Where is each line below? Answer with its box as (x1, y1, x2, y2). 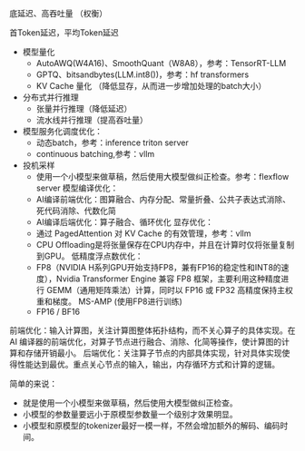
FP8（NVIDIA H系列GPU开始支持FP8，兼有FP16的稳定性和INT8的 (35, 262, 281, 272)
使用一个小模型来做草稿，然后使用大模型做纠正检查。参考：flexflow (35, 172, 290, 181)
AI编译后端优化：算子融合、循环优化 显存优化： (35, 217, 213, 227)
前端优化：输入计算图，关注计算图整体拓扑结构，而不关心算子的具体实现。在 (9, 325, 296, 336)
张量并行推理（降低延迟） (35, 103, 133, 113)
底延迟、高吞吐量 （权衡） (9, 8, 107, 18)
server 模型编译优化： (35, 182, 119, 193)
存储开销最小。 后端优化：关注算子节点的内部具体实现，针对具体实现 (25, 348, 282, 358)
